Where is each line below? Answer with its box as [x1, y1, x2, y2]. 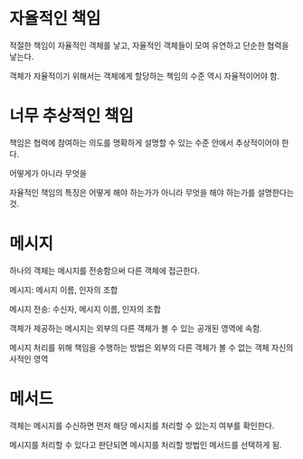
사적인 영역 [9, 353, 49, 364]
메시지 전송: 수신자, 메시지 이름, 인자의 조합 [9, 303, 161, 314]
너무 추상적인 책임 [9, 106, 134, 127]
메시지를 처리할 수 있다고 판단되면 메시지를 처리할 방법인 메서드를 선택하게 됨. [9, 439, 282, 450]
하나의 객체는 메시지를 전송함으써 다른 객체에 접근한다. [9, 264, 201, 276]
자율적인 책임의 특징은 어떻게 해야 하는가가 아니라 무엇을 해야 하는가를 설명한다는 [9, 186, 295, 197]
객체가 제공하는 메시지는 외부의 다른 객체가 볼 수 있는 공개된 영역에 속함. [9, 322, 262, 333]
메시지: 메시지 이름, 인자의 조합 [9, 284, 118, 295]
